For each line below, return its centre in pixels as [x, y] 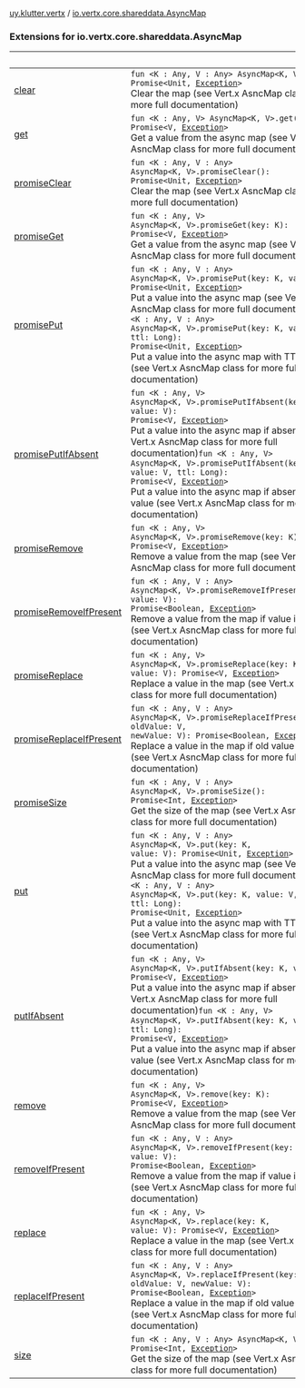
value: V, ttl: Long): [179, 473]
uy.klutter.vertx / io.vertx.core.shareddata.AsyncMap [108, 13]
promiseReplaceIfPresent [68, 739]
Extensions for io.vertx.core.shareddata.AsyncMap [126, 36]
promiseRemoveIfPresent [68, 612]
